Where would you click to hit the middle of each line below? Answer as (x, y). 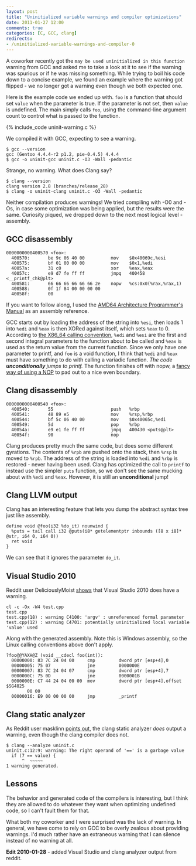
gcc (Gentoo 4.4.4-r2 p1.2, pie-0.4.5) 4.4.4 (62, 154)
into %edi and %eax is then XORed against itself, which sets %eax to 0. (88, 328)
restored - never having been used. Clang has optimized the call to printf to (98, 464)
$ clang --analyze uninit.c (40, 745)
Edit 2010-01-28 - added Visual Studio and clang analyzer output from (91, 852)
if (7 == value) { (34, 756)
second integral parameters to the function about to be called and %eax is (94, 341)
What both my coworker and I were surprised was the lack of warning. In (94, 821)
